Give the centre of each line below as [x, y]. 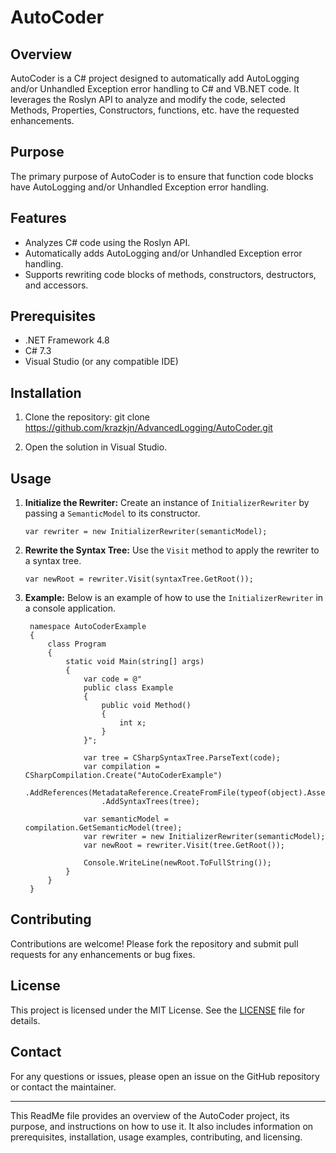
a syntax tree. [53, 561]
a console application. [70, 608]
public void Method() [146, 706]
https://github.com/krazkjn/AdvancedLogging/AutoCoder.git [148, 428]
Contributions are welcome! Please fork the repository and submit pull [154, 943]
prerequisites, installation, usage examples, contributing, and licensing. [156, 1137]
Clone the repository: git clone [87, 417]
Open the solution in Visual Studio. [96, 447]
